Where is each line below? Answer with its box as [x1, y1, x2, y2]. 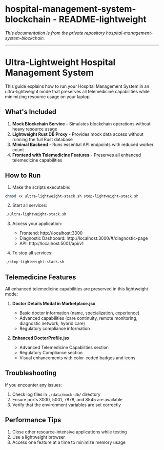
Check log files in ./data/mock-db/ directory [12, 391, 101, 397]
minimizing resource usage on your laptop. [5, 94, 91, 100]
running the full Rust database [12, 136, 73, 142]
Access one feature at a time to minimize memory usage [12, 439, 126, 445]
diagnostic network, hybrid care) [19, 320, 85, 326]
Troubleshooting [5, 369, 57, 377]
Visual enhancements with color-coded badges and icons [19, 355, 136, 361]
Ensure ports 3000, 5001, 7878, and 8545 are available [12, 396, 123, 402]
